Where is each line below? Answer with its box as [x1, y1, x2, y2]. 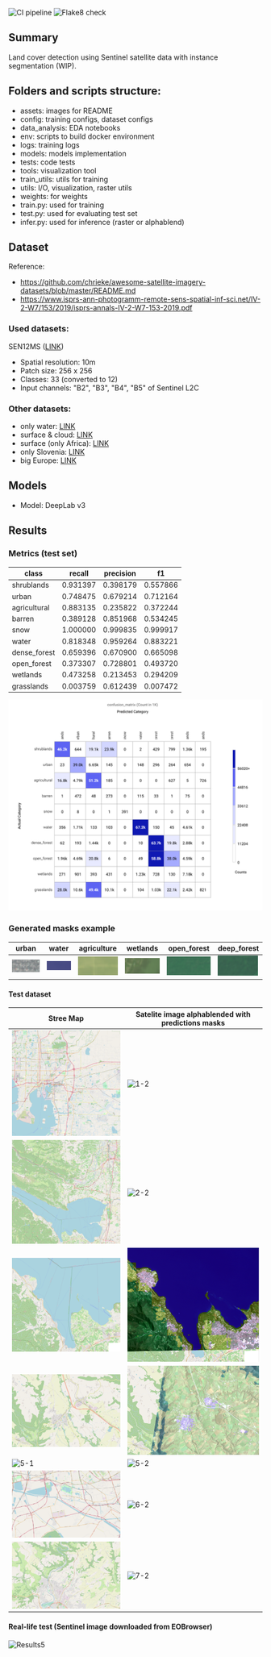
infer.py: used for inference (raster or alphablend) [19, 217, 185, 227]
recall [69, 568, 89, 578]
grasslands [11, 681, 48, 691]
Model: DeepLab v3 [19, 500, 86, 510]
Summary [8, 31, 59, 44]
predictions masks [161, 1018, 226, 1027]
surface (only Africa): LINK [19, 439, 110, 448]
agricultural [11, 602, 50, 612]
